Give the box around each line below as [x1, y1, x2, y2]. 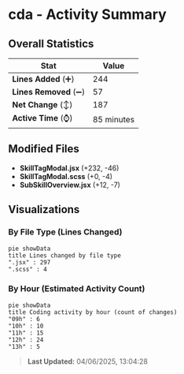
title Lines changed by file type [8, 251, 122, 260]
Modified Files [8, 142, 80, 155]
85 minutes [92, 114, 135, 125]
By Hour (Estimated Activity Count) [8, 283, 145, 294]
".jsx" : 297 [8, 258, 51, 266]
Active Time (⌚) [12, 113, 73, 123]
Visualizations [8, 203, 80, 216]
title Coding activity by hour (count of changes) [8, 308, 178, 316]
